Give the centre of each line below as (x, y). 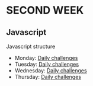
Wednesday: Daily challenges (51, 71)
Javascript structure (31, 46)
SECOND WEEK (45, 10)
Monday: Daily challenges (46, 58)
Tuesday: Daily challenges (46, 64)
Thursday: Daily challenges (48, 77)
